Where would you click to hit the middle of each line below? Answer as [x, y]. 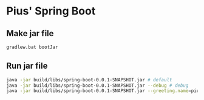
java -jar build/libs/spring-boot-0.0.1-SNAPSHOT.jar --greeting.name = [99, 91]
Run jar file [27, 66]
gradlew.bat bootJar [32, 47]
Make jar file [30, 33]
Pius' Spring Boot [51, 11]
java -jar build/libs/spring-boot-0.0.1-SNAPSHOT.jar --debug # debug [97, 86]
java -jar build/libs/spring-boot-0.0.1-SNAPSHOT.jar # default [89, 80]
